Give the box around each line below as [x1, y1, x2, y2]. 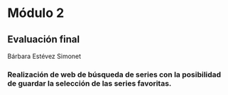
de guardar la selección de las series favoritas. [7, 78, 172, 88]
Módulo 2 [7, 5, 65, 21]
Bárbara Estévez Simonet [7, 52, 82, 60]
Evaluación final [7, 33, 80, 45]
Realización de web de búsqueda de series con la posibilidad [7, 69, 222, 79]
